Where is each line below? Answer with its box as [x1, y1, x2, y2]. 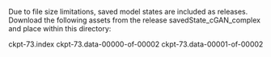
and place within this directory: [8, 24, 112, 33]
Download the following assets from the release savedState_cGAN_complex [8, 15, 261, 25]
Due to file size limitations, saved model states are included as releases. [8, 7, 248, 16]
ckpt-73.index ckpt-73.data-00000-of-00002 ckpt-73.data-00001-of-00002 [8, 39, 264, 49]
